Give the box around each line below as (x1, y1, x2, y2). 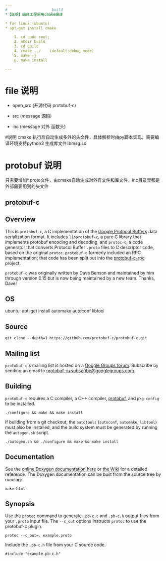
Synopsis (5, 500, 35, 508)
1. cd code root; (14, 34, 50, 40)
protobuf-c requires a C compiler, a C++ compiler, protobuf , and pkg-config (5, 395, 160, 401)
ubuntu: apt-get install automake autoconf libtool (5, 308, 105, 314)
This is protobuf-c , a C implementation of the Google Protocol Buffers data (5, 228, 158, 234)
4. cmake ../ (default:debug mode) (14, 48, 94, 53)
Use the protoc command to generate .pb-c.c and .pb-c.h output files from (5, 513, 160, 519)
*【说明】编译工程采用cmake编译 (5, 12, 63, 17)
